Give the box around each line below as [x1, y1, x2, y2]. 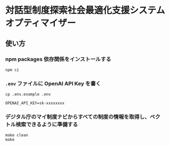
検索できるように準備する [15, 121, 78, 128]
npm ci [5, 67, 19, 72]
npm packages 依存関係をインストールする [5, 55, 112, 62]
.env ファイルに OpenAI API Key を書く [5, 80, 101, 87]
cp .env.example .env [5, 92, 51, 97]
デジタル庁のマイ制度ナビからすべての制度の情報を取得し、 [5, 114, 150, 121]
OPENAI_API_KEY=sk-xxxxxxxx [5, 101, 65, 106]
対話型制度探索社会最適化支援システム [5, 5, 165, 16]
